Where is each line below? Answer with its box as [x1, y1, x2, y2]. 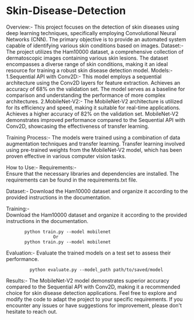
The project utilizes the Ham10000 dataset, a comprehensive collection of [6, 48, 184, 55]
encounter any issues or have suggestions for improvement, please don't [6, 302, 182, 309]
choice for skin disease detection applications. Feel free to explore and [6, 289, 177, 296]
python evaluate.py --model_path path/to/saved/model [29, 267, 164, 273]
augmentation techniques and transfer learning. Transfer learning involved [6, 140, 185, 147]
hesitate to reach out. [6, 308, 57, 315]
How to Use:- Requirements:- [6, 164, 77, 171]
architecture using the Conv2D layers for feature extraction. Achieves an [6, 79, 181, 86]
